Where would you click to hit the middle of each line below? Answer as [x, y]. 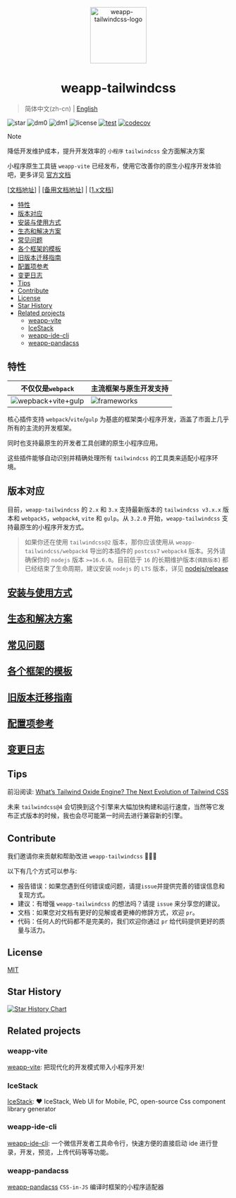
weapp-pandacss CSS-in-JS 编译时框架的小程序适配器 [86, 1187]
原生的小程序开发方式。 [54, 527]
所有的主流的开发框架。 [41, 428]
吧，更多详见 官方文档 [39, 174]
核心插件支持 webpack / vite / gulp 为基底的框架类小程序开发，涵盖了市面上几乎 [118, 419]
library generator [32, 1109]
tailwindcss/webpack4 [56, 551]
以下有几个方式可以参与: [42, 871]
